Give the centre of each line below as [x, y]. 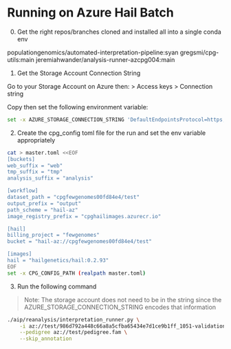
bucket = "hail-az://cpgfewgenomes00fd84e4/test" [80, 242]
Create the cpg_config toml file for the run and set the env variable [111, 133]
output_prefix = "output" [44, 203]
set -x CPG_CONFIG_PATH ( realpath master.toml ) [77, 273]
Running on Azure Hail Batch [90, 13]
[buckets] [21, 159]
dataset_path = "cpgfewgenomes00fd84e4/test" [73, 198]
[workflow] [23, 191]
